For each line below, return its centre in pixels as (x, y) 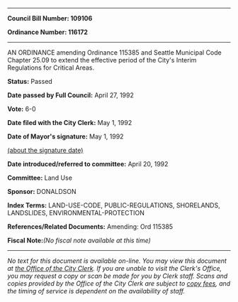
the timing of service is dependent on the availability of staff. (96, 291)
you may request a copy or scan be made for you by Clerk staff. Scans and (118, 276)
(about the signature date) (45, 150)
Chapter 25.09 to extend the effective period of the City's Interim (102, 60)
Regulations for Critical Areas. (51, 68)
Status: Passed (30, 81)
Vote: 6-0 (22, 109)
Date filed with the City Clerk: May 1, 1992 (70, 123)
